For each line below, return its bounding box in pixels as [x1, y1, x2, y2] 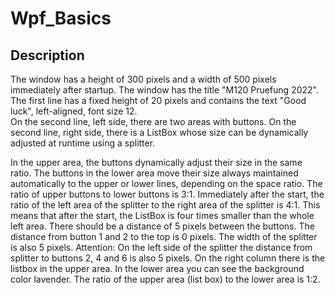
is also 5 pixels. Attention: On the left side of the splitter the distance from [10, 242, 313, 253]
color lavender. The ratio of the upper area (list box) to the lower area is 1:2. [10, 273, 321, 285]
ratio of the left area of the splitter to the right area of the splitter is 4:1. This [10, 199, 321, 211]
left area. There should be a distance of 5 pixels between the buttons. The [10, 220, 315, 232]
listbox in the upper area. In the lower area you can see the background [10, 263, 305, 274]
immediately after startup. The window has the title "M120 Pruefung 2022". [10, 84, 319, 96]
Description [10, 47, 85, 64]
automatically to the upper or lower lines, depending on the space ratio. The [10, 178, 323, 189]
